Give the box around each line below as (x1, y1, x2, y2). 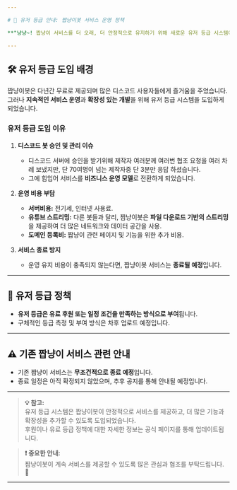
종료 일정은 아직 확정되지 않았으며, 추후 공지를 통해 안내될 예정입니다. (17, 377, 208, 385)
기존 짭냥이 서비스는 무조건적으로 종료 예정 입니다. (17, 368, 153, 377)
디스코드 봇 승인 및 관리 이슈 (17, 141, 94, 149)
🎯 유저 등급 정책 (7, 290, 72, 301)
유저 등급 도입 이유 (7, 124, 66, 134)
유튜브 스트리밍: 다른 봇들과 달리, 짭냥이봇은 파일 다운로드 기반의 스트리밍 (28, 213, 229, 221)
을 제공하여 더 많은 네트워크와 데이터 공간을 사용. (28, 221, 162, 230)
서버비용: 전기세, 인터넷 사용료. (28, 204, 114, 212)
